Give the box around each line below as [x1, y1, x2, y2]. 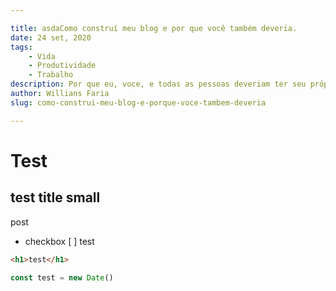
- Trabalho [28, 70, 74, 80]
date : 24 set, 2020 [10, 32, 92, 43]
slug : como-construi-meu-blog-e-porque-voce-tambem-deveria [10, 97, 267, 108]
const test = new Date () [10, 272, 114, 283]
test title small [10, 189, 101, 206]
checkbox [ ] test [24, 235, 95, 247]
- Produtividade [28, 61, 97, 71]
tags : [10, 42, 33, 52]
